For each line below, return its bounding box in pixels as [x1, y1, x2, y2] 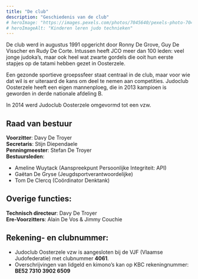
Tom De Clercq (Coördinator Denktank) [14, 177, 110, 184]
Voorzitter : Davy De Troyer [6, 134, 72, 141]
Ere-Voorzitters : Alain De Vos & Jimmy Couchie [6, 215, 123, 222]
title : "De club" [6, 8, 49, 15]
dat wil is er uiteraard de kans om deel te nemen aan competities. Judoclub [6, 78, 189, 85]
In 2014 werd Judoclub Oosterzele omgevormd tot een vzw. [6, 101, 151, 109]
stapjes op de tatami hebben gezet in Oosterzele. [6, 60, 126, 67]
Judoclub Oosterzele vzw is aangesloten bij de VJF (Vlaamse [14, 248, 163, 255]
